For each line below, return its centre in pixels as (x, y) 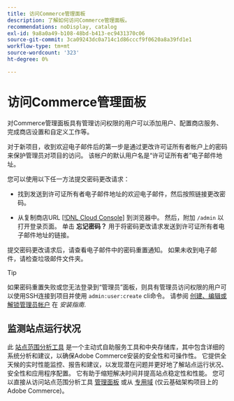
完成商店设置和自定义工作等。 (50, 132)
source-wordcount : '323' (43, 53)
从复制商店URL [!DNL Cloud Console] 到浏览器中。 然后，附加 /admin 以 (120, 217)
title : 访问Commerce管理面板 (46, 14)
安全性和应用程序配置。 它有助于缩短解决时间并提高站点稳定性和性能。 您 (113, 373)
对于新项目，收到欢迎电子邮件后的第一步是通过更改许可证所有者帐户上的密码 (117, 146)
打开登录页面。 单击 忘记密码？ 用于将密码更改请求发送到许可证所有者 (118, 226)
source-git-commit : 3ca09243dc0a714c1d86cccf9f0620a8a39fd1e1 (100, 40)
